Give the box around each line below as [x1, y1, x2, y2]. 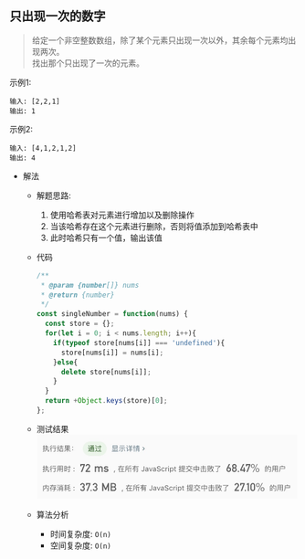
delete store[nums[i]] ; [60, 367, 152, 376]
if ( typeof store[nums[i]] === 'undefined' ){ [53, 338, 226, 347]
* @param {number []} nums [40, 280, 140, 290]
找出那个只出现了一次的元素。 [31, 58, 144, 69]
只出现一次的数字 [9, 8, 106, 25]
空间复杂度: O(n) [49, 540, 112, 551]
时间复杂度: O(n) [49, 528, 112, 539]
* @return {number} [40, 290, 115, 300]
